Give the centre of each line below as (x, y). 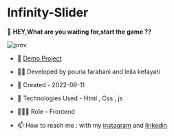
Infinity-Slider (48, 13)
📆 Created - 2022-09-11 (51, 84)
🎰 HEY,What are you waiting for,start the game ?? (79, 32)
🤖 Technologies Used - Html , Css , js (70, 98)
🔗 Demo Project (39, 58)
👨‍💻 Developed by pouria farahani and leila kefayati (88, 71)
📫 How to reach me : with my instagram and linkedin (92, 125)
